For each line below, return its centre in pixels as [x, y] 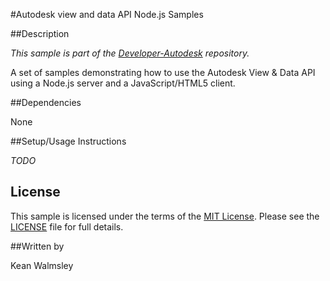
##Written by [37, 246]
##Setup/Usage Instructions [68, 141]
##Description [40, 33]
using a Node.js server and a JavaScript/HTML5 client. [123, 83]
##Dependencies [46, 102]
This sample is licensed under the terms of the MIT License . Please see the [165, 216]
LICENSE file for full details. [67, 226]
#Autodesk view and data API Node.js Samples [107, 14]
